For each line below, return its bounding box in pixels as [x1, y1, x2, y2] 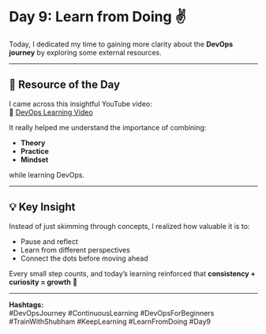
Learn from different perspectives [20, 245, 131, 254]
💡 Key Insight [9, 201, 76, 214]
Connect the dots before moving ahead [20, 253, 148, 263]
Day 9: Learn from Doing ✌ [9, 8, 186, 26]
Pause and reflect [20, 236, 78, 246]
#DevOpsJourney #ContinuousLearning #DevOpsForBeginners [9, 308, 215, 317]
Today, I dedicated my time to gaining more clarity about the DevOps [9, 39, 234, 49]
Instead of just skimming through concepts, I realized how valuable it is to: [9, 221, 250, 231]
